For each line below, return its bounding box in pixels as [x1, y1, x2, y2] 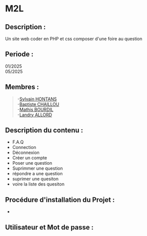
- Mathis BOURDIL [17, 106, 53, 112]
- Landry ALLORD [17, 112, 52, 118]
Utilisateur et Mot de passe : [5, 223, 94, 232]
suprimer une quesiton [12, 176, 59, 182]
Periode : [5, 50, 34, 58]
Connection [12, 144, 36, 150]
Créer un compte [12, 155, 47, 161]
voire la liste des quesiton [12, 181, 65, 187]
